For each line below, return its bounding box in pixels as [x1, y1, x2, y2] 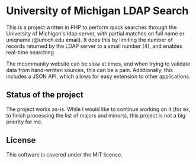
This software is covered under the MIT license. [6, 151, 123, 158]
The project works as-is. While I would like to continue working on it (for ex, [6, 105, 191, 113]
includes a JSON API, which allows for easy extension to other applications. [6, 73, 191, 80]
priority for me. [6, 118, 43, 125]
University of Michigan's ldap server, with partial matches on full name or [6, 30, 185, 37]
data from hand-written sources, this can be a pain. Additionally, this [6, 66, 173, 73]
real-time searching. [6, 48, 56, 56]
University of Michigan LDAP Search [6, 4, 189, 18]
